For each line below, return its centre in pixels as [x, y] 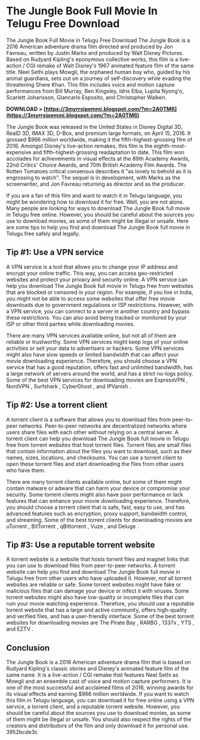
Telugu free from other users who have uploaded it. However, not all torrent [99, 578]
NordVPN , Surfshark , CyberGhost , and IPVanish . [69, 386]
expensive [19, 152]
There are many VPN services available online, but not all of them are [91, 335]
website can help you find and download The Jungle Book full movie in [93, 572]
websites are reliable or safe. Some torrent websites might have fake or [94, 585]
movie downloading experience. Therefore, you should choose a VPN [92, 361]
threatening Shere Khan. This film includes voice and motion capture [90, 84]
